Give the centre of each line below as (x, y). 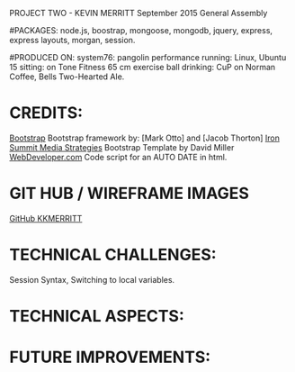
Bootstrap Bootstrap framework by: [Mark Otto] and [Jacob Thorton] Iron (145, 138)
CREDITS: (46, 113)
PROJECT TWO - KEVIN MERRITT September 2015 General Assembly (139, 13)
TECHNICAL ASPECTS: (97, 316)
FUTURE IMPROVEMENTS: (110, 357)
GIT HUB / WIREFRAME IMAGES (130, 194)
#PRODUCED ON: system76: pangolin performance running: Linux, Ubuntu (148, 57)
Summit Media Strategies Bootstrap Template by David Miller (122, 147)
